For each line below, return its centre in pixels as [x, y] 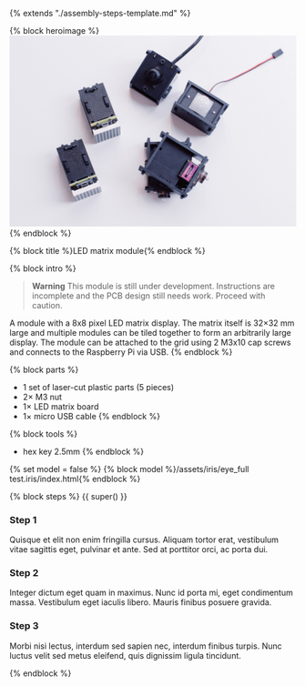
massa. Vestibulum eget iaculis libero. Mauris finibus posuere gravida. [141, 602]
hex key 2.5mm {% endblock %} [83, 451]
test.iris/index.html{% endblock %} [75, 479]
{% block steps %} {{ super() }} [68, 496]
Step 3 [24, 626]
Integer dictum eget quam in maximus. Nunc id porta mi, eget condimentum [151, 593]
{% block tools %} [44, 434]
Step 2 [24, 572]
